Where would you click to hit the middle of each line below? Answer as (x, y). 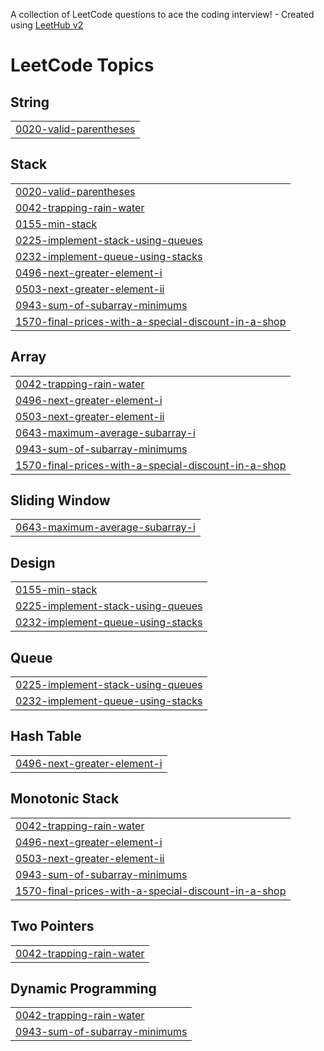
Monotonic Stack (65, 799)
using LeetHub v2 (47, 25)
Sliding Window (60, 500)
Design (33, 562)
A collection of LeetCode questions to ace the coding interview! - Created (162, 14)
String (30, 102)
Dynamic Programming (83, 988)
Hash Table (46, 736)
